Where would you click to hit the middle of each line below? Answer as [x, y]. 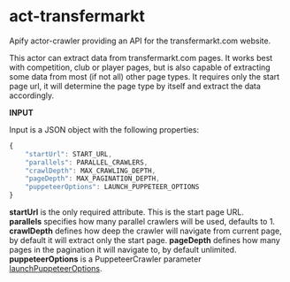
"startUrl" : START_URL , [69, 154]
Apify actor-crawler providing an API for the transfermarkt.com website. [140, 41]
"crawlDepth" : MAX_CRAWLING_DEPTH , [91, 171]
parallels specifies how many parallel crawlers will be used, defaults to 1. [142, 222]
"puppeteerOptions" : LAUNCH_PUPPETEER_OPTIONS [112, 187]
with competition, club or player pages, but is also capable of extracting [140, 67]
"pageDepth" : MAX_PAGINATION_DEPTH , [93, 179]
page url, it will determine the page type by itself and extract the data [135, 86]
